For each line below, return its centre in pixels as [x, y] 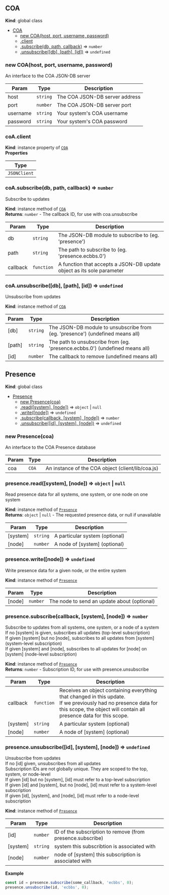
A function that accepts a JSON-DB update [109, 264]
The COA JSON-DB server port [94, 105]
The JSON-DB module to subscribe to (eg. [109, 235]
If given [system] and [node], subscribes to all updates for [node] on [76, 649]
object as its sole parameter [91, 270]
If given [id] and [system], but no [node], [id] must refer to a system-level [81, 785]
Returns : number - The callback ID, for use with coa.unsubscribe [71, 214]
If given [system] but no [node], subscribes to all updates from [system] [80, 638]
